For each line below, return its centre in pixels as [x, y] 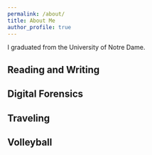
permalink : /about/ [36, 14]
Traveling [29, 118]
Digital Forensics [45, 94]
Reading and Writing [54, 69]
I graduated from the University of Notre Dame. [76, 48]
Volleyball [30, 142]
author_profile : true [39, 27]
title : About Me [31, 21]
